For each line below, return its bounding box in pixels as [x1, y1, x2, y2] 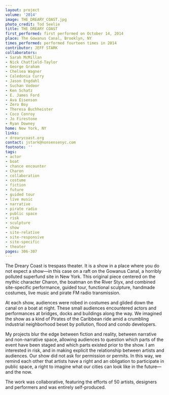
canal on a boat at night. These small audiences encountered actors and [5, 305, 156, 311]
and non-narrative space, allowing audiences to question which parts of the [5, 336, 164, 343]
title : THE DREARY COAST [5, 26, 58, 32]
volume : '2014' [5, 12, 38, 17]
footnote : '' [5, 145, 33, 150]
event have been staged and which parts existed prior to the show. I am [5, 342, 155, 348]
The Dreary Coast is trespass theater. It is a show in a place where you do [5, 263, 160, 269]
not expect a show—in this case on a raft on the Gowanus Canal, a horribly [5, 268, 161, 274]
